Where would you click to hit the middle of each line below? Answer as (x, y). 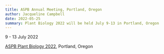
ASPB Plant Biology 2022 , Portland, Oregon (49, 46)
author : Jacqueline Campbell (35, 14)
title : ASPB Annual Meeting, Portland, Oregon (54, 9)
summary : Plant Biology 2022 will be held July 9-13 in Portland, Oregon (82, 23)
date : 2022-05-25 (23, 18)
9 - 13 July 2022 (22, 37)
